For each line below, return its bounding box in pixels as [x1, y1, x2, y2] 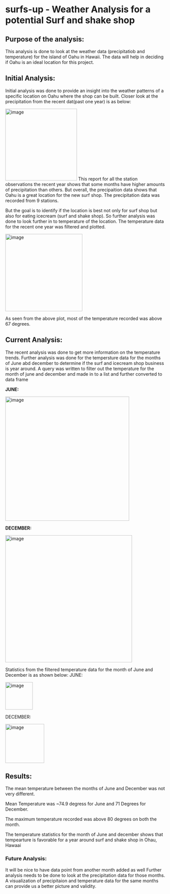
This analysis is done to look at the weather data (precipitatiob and [5, 49, 145, 54]
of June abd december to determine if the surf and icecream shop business [5, 360, 164, 366]
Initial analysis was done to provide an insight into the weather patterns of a [5, 87, 164, 94]
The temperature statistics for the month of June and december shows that [5, 832, 163, 838]
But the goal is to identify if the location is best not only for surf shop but [5, 207, 158, 213]
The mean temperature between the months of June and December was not [5, 786, 165, 792]
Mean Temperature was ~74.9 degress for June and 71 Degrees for [5, 801, 146, 807]
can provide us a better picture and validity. [5, 883, 97, 889]
